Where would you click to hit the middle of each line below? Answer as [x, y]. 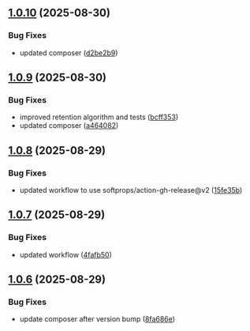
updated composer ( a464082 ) [69, 126]
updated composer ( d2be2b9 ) [69, 53]
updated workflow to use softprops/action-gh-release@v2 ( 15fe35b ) [131, 190]
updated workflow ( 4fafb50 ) [66, 254]
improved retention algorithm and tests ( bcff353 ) [99, 117]
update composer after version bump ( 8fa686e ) [97, 319]
